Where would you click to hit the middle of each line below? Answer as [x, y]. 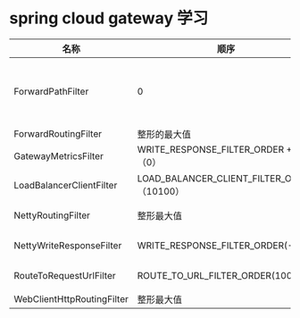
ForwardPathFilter [51, 91]
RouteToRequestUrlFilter [65, 275]
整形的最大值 [164, 134]
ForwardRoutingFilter [58, 133]
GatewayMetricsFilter [59, 155]
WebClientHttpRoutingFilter [71, 298]
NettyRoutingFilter [52, 215]
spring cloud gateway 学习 [109, 18]
